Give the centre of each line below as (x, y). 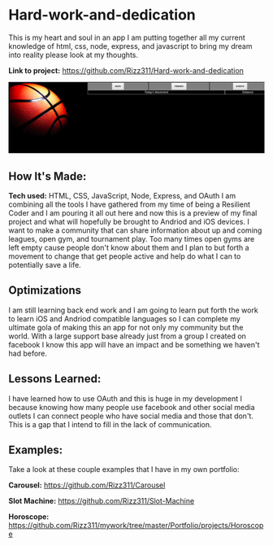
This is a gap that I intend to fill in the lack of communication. (110, 424)
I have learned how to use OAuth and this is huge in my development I (125, 398)
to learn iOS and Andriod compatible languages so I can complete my (125, 318)
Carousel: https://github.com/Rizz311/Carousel (87, 485)
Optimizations (45, 290)
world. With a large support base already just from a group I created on (127, 336)
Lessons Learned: (55, 379)
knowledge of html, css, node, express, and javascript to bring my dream (130, 46)
